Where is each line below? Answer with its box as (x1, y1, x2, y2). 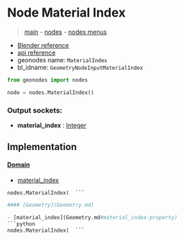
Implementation (7, 141, 77, 153)
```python (7, 221, 36, 228)
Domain (7, 160, 30, 169)
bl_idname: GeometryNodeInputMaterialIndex (17, 63, 143, 71)
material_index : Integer (17, 121, 86, 129)
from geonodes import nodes (7, 76, 89, 84)
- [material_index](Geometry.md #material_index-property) (7, 214, 178, 221)
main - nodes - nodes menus (24, 28, 107, 36)
